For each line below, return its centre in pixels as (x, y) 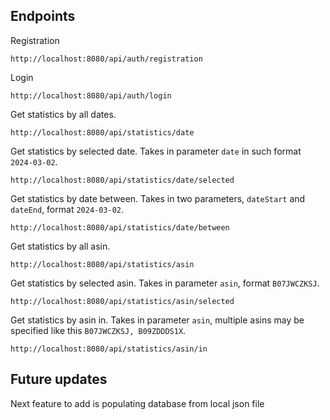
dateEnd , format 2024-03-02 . (67, 209)
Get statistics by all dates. (63, 114)
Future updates (59, 379)
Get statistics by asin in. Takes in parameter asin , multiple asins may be (157, 320)
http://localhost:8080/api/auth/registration (106, 59)
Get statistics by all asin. (60, 246)
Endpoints (43, 16)
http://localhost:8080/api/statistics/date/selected (122, 180)
